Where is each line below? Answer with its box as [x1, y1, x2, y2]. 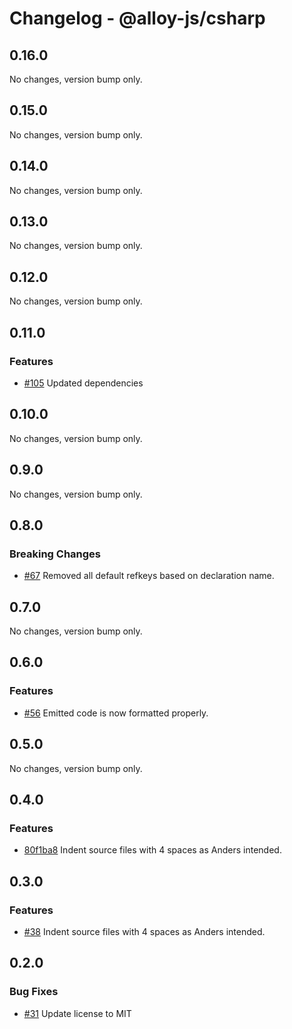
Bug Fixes [9, 985, 59, 999]
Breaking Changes [9, 547, 102, 561]
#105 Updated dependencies [23, 377, 144, 389]
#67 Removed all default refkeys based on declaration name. [23, 570, 275, 582]
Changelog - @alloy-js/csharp [9, 7, 266, 30]
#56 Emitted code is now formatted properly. [23, 707, 209, 719]
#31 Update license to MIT [23, 1007, 132, 1019]
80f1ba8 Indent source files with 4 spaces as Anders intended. [23, 844, 282, 856]
